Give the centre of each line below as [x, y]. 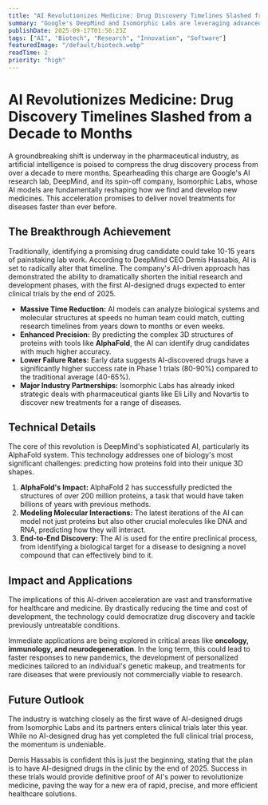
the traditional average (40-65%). [75, 377]
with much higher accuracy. [65, 351]
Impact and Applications [71, 580]
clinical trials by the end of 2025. [62, 293]
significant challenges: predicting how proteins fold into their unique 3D [126, 463]
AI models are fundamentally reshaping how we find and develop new [123, 189]
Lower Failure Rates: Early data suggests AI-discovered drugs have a [134, 359]
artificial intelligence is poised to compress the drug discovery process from [133, 164]
